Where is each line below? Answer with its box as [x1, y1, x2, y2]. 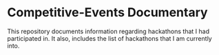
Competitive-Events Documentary [7, 5, 208, 20]
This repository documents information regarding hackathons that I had [7, 27, 210, 35]
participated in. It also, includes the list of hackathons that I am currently [7, 34, 212, 42]
